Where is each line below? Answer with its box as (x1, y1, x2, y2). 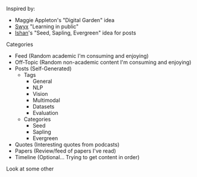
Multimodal (32, 97, 61, 104)
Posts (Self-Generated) (14, 65, 72, 72)
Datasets (32, 103, 55, 110)
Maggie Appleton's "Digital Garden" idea (14, 17, 115, 23)
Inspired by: (6, 5, 36, 12)
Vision (32, 91, 48, 97)
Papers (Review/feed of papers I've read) (14, 147, 116, 154)
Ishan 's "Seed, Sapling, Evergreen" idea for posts (14, 29, 136, 36)
